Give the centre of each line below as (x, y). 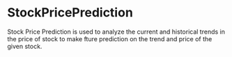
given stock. (25, 46)
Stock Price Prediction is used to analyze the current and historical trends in (116, 32)
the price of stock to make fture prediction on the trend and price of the (110, 38)
